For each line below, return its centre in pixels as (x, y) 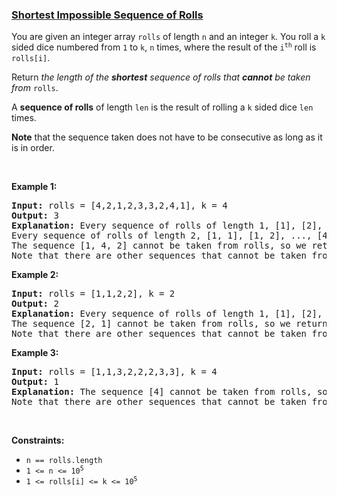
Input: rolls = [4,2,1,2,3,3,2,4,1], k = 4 (119, 206)
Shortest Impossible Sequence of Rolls (107, 15)
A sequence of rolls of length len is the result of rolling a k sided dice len (162, 107)
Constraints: (38, 440)
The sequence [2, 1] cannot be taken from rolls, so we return (169, 324)
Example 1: (34, 187)
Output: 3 (35, 216)
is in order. (33, 148)
